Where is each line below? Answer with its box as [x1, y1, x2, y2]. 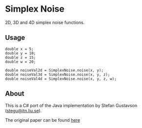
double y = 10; [5, 51, 36, 55]
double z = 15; [5, 55, 36, 60]
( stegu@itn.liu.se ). [5, 108, 42, 113]
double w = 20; [5, 59, 36, 64]
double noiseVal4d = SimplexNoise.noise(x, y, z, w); [5, 76, 117, 81]
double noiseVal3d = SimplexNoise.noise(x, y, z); [5, 72, 110, 77]
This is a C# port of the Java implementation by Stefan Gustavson [5, 102, 138, 108]
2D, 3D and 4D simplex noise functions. [5, 19, 85, 25]
